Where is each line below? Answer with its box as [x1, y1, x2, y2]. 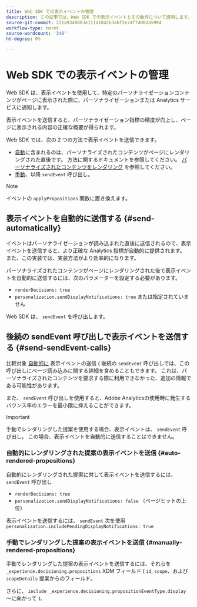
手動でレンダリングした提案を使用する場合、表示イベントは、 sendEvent [6, 425, 181, 433]
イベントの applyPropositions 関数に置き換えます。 [6, 194, 131, 202]
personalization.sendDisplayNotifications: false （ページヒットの [14, 497, 181, 504]
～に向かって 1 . [6, 595, 43, 602]
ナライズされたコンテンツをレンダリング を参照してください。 [25, 163, 176, 170]
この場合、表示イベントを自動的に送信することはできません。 [28, 433, 178, 440]
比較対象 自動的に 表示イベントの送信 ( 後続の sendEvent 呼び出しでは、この [6, 359, 190, 367]
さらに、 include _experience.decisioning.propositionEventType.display [6, 588, 186, 595]
